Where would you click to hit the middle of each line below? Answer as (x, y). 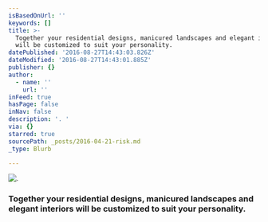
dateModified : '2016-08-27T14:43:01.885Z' (80, 60)
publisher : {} (32, 68)
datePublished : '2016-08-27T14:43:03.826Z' (82, 53)
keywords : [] (30, 23)
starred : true (32, 134)
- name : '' (33, 82)
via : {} (21, 127)
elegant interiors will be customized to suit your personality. (127, 209)
